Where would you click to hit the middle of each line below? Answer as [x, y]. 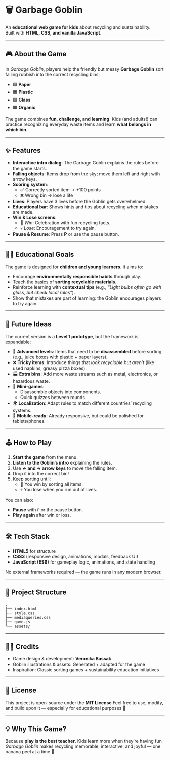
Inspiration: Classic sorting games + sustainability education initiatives [86, 670]
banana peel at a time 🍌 [30, 752]
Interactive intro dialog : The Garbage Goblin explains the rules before [86, 162]
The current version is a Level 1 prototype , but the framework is [72, 337]
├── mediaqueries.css [28, 617]
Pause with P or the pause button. [48, 510]
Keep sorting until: [32, 479]
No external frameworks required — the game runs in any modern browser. [83, 572]
